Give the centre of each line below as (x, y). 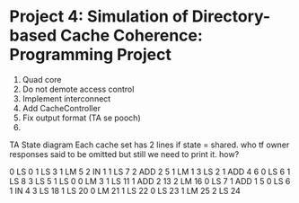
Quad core (42, 79)
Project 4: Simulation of (99, 17)
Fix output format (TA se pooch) (81, 118)
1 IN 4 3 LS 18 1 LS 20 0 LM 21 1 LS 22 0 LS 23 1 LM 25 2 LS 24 (125, 190)
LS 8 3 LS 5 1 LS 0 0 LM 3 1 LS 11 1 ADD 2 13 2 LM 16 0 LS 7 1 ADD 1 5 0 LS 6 (150, 181)
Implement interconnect (66, 98)
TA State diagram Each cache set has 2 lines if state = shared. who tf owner (149, 145)
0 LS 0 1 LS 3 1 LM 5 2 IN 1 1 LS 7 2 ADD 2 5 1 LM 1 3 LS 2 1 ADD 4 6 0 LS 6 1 (150, 172)
